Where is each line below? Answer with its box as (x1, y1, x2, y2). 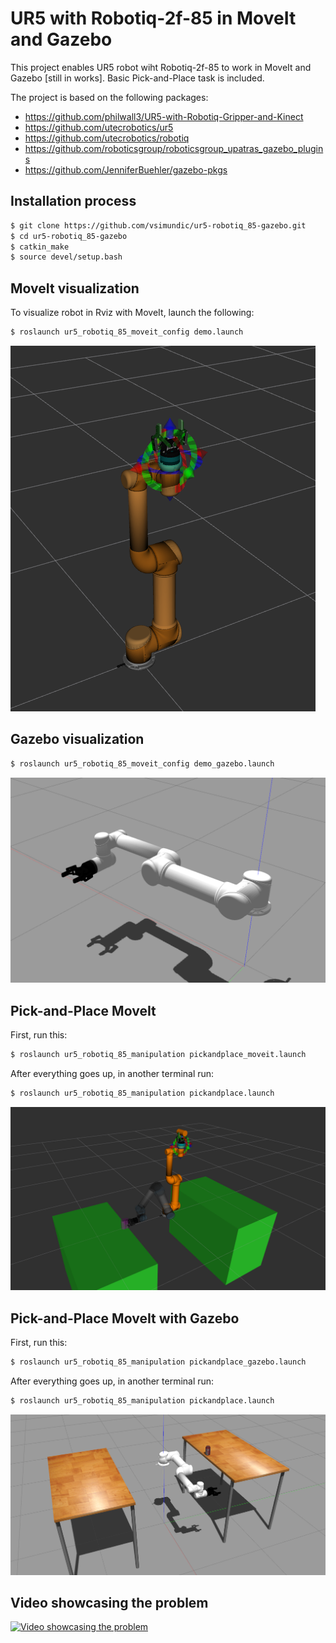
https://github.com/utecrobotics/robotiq (24, 132, 190, 144)
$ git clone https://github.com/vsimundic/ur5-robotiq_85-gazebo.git (10, 220, 307, 231)
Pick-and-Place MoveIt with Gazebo (10, 1310, 240, 1327)
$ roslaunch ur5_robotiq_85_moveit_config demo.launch (10, 327, 244, 337)
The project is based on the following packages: (10, 91, 209, 103)
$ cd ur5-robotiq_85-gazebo (10, 231, 128, 241)
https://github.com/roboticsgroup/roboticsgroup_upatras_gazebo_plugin (24, 142, 324, 154)
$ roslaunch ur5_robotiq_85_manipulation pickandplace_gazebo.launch (10, 1357, 307, 1367)
